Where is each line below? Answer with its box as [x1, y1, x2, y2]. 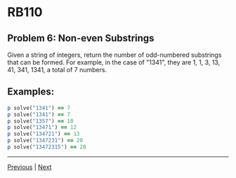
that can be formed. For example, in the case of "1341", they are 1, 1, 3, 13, [7, 58, 221, 67]
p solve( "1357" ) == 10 [7, 117, 74, 125]
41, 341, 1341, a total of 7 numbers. [7, 66, 107, 74]
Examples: [7, 85, 55, 98]
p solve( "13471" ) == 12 [7, 124, 77, 131]
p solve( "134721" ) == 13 [7, 130, 80, 137]
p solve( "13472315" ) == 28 [7, 144, 86, 151]
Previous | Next [7, 163, 52, 171]
